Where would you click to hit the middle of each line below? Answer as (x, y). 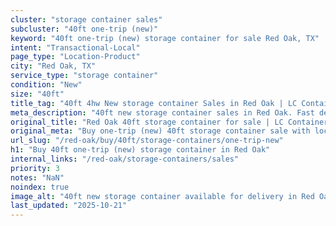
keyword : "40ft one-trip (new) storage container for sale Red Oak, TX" (165, 38)
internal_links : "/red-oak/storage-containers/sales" (125, 159)
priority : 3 (35, 168)
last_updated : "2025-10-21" (69, 206)
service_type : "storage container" (84, 76)
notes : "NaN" (37, 177)
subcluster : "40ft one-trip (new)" (84, 29)
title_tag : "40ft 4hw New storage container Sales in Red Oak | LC (154, 103)
